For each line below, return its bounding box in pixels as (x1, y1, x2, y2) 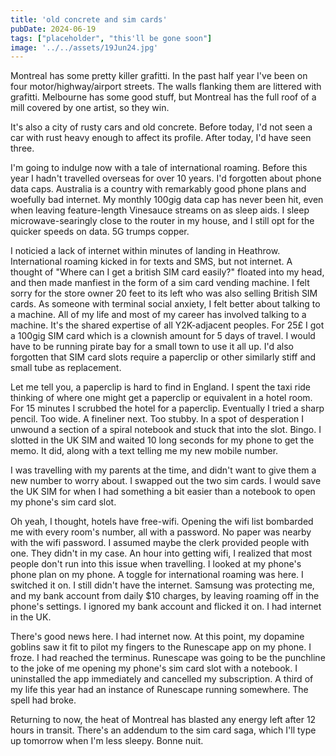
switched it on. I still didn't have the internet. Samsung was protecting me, (10, 579, 315, 591)
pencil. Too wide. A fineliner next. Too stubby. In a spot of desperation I (10, 413, 305, 425)
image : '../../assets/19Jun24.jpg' (10, 42, 159, 53)
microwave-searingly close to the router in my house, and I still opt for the (10, 215, 315, 227)
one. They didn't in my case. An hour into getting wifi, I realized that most (10, 547, 313, 560)
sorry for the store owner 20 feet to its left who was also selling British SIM (10, 287, 318, 300)
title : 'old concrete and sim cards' (10, 14, 168, 25)
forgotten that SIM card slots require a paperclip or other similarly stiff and (10, 351, 317, 363)
